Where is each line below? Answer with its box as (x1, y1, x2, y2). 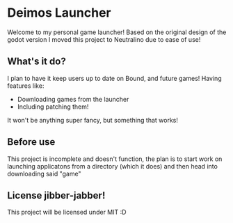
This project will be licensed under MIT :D (7, 208, 127, 217)
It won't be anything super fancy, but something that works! (7, 116, 179, 124)
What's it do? (7, 56, 66, 68)
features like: (7, 82, 45, 90)
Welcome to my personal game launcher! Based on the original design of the (7, 28, 227, 36)
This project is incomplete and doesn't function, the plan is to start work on (7, 155, 223, 163)
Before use (7, 136, 56, 148)
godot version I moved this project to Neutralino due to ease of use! (7, 35, 201, 43)
